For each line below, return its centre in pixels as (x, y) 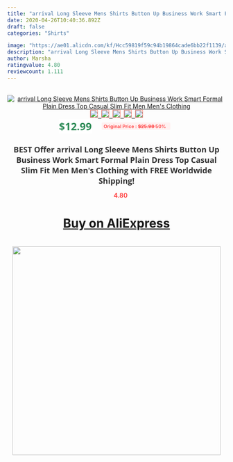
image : (17, 46)
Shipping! (116, 181)
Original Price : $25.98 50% (135, 126)
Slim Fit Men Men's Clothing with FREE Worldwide (116, 170)
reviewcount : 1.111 (35, 71)
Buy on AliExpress (116, 224)
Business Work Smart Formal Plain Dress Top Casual (116, 160)
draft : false (26, 26)
